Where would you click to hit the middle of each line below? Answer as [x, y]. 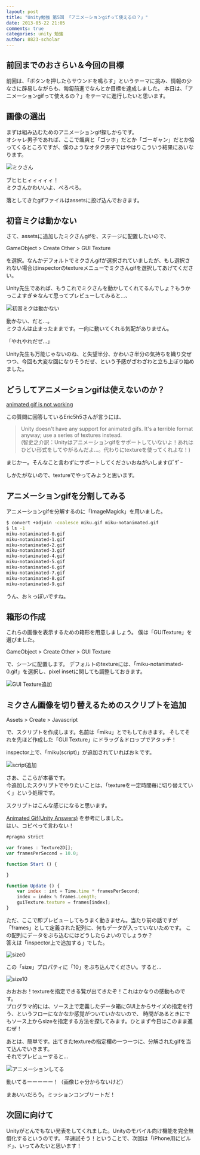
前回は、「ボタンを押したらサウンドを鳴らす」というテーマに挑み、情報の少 [99, 81]
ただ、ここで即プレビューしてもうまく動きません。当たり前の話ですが [92, 920]
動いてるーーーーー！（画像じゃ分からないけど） [66, 1081]
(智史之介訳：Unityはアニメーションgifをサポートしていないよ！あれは [107, 442]
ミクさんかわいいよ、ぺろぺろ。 [45, 187]
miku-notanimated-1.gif [36, 539]
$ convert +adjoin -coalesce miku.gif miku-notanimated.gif [83, 523]
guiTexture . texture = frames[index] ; [64, 902]
